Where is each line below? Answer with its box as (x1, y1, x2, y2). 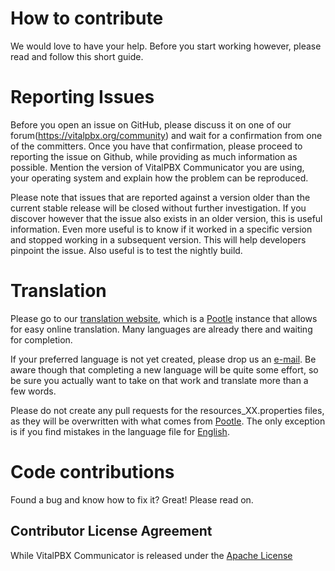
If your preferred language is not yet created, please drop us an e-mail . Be (10, 353, 317, 365)
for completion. (10, 333, 73, 346)
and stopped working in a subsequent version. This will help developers (10, 233, 307, 246)
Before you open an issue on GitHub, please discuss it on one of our (10, 118, 292, 131)
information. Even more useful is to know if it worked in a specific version (10, 223, 313, 235)
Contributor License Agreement (10, 523, 213, 540)
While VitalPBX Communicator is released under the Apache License (10, 549, 293, 561)
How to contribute (10, 7, 164, 30)
